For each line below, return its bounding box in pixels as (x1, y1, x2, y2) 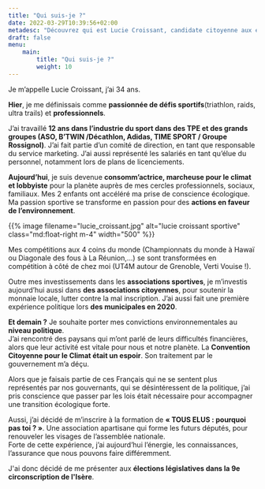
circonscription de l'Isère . (8, 472, 95, 481)
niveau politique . (8, 325, 65, 335)
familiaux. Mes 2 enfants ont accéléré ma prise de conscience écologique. (8, 189, 250, 198)
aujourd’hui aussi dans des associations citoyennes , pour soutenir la (8, 285, 234, 294)
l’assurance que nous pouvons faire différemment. (8, 448, 172, 457)
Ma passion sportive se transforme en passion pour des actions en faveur (8, 197, 250, 207)
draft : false (8, 33, 51, 42)
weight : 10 (36, 63, 73, 71)
